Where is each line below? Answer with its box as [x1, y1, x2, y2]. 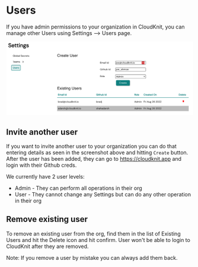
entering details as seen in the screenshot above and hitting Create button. [6, 149, 189, 156]
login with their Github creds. [6, 161, 77, 169]
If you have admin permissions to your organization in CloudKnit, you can [6, 23, 185, 30]
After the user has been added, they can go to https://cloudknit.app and [6, 155, 182, 163]
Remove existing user [6, 214, 88, 224]
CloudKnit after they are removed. [6, 243, 89, 250]
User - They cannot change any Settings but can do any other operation [14, 191, 191, 198]
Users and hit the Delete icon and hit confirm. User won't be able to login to [6, 236, 191, 243]
